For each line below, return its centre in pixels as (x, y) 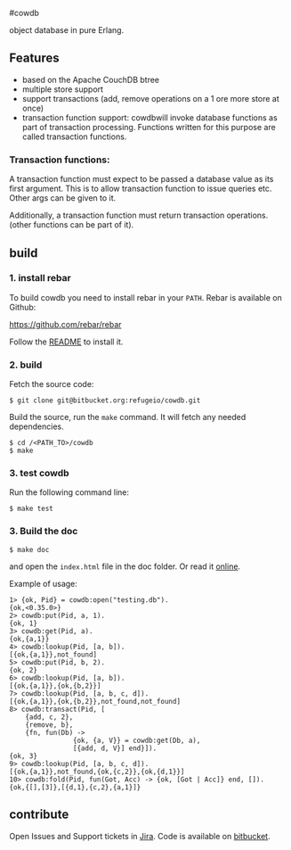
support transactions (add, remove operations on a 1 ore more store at (150, 98)
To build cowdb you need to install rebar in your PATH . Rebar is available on (146, 297)
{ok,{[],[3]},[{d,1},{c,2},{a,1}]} (75, 787)
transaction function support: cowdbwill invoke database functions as (150, 117)
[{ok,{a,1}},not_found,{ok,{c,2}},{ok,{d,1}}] (97, 772)
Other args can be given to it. (63, 198)
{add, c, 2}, (49, 717)
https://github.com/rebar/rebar (65, 324)
